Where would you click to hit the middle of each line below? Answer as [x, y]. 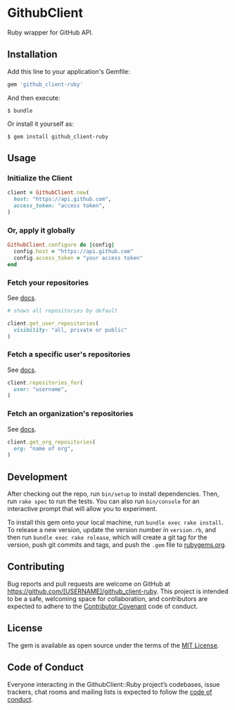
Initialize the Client [40, 178]
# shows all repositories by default [63, 311]
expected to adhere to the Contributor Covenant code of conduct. [103, 606]
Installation [32, 54]
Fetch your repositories [48, 283]
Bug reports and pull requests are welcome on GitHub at [89, 583]
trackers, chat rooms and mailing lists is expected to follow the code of [110, 692]
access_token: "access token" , [59, 206]
